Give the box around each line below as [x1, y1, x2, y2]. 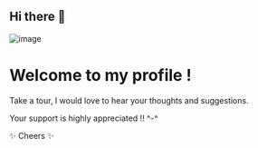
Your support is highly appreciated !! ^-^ [9, 113, 158, 123]
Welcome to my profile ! [9, 65, 192, 85]
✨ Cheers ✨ [9, 130, 54, 141]
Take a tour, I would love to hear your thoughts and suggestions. [9, 94, 249, 105]
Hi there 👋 [9, 9, 66, 25]
